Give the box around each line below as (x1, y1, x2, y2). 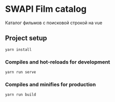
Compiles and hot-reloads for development (5, 58, 111, 65)
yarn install (5, 47, 32, 52)
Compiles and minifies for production (5, 81, 96, 88)
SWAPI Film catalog (5, 3, 87, 15)
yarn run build (5, 92, 36, 97)
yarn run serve (5, 70, 36, 75)
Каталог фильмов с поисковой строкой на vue (5, 20, 102, 26)
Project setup (5, 34, 48, 42)
